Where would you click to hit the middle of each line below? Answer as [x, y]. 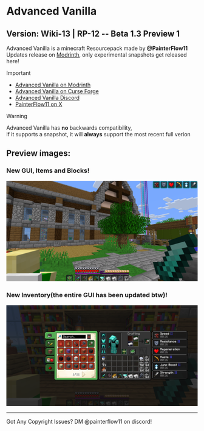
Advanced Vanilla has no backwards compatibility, [69, 128]
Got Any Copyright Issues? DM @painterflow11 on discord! [79, 421]
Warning [17, 116]
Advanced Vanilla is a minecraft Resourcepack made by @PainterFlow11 [97, 48]
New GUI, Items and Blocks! [48, 170]
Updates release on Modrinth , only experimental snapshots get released [97, 55]
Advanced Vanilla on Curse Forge [57, 91]
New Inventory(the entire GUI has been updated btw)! [87, 295]
